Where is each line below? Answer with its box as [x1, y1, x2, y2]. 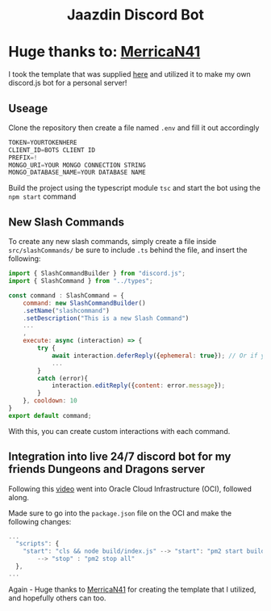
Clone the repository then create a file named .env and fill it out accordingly [8, 123, 260, 133]
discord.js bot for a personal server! [8, 78, 127, 88]
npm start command [8, 192, 77, 201]
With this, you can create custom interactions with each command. [8, 426, 231, 436]
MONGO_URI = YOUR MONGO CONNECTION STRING [8, 161, 147, 169]
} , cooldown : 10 [23, 397, 78, 405]
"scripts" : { [15, 540, 60, 548]
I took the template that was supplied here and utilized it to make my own [8, 70, 252, 79]
